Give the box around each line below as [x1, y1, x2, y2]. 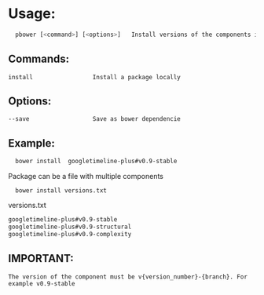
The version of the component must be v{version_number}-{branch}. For [8, 272, 247, 281]
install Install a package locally [8, 73, 181, 81]
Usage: [8, 5, 57, 23]
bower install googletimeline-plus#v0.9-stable [15, 158, 178, 166]
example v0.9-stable [8, 279, 76, 287]
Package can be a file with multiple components [8, 172, 163, 181]
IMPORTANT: [8, 252, 75, 265]
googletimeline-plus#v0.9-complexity [8, 230, 132, 238]
